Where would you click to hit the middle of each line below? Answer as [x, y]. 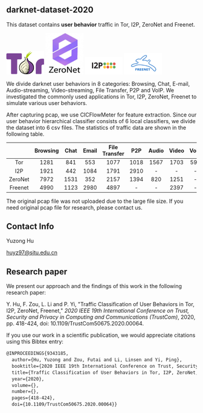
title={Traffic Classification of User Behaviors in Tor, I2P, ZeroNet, [105, 373]
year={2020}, [28, 379]
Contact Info [30, 226]
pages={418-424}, [34, 398]
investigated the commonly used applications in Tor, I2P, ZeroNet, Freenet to [101, 97]
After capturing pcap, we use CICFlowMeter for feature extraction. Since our [101, 115]
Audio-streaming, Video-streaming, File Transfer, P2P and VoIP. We [90, 90]
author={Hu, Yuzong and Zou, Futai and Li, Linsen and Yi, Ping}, [97, 360]
